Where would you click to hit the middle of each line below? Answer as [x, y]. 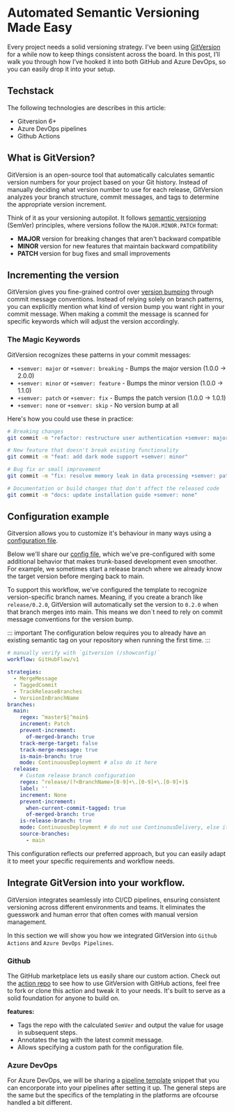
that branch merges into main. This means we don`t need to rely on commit [115, 612]
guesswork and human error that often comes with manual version [103, 914]
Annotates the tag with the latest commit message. [90, 1040]
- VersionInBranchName [46, 698]
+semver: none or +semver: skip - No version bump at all [98, 405]
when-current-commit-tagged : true [76, 808]
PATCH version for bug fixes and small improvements [94, 253]
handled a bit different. [40, 1103]
